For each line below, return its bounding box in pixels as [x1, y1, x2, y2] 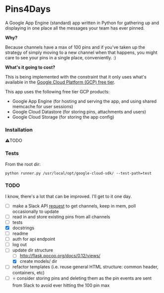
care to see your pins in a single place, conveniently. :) [5, 54, 116, 60]
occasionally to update [12, 209, 59, 214]
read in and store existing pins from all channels [12, 213, 110, 219]
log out [12, 242, 27, 248]
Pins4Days [5, 3, 51, 15]
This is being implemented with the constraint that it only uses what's [5, 74, 147, 80]
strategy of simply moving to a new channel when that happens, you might [5, 49, 158, 55]
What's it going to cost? [5, 64, 55, 70]
